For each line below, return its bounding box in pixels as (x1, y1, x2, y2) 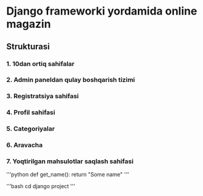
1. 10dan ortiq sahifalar (6, 59, 75, 68)
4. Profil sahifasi (6, 108, 56, 117)
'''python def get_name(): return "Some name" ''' (6, 171, 129, 178)
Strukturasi (6, 41, 50, 52)
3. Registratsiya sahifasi (6, 92, 79, 101)
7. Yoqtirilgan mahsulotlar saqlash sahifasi (6, 157, 134, 166)
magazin (6, 17, 51, 31)
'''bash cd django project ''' (6, 183, 75, 190)
